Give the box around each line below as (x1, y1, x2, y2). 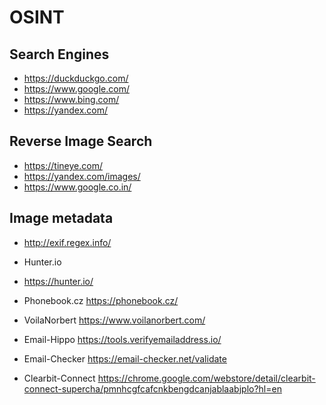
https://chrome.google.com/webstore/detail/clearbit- (97, 372, 316, 384)
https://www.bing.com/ (23, 94, 120, 105)
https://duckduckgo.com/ (23, 72, 129, 84)
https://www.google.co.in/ (23, 181, 132, 193)
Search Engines (9, 46, 110, 63)
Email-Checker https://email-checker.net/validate (23, 352, 227, 365)
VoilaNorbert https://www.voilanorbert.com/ (23, 314, 206, 326)
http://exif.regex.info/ (23, 236, 112, 248)
